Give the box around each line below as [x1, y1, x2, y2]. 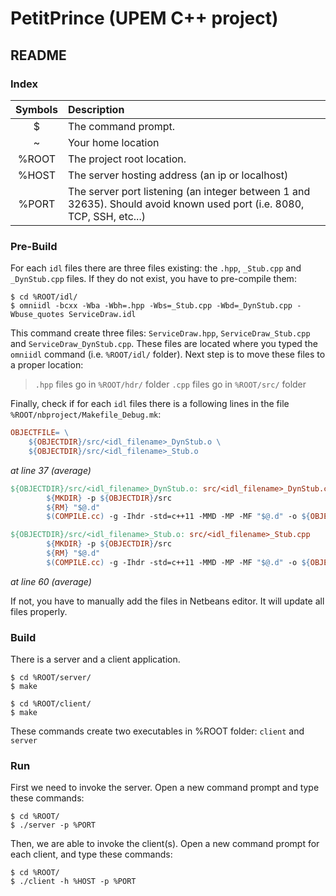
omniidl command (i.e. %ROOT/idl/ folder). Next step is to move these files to [10, 348, 326, 361]
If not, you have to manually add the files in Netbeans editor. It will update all [10, 595, 325, 607]
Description [67, 102, 125, 116]
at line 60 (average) [10, 575, 92, 587]
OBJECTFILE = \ [10, 428, 70, 438]
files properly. [10, 605, 68, 617]
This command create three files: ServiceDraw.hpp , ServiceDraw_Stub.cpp [10, 327, 311, 339]
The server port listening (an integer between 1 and [67, 184, 311, 198]
